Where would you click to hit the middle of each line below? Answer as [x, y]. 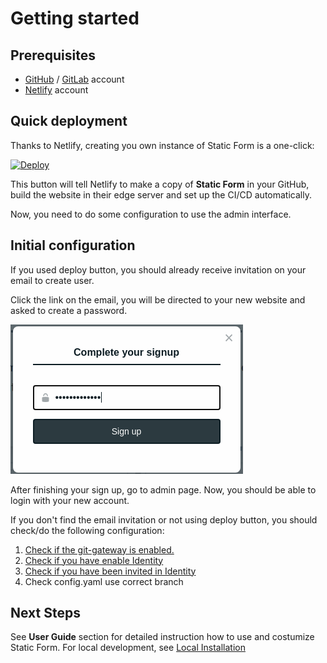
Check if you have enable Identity [94, 560]
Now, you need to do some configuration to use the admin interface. [151, 214]
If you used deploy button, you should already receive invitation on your [158, 269]
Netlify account [56, 90]
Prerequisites [53, 55]
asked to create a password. [69, 310]
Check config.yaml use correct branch [104, 581]
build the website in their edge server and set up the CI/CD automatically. [161, 194]
